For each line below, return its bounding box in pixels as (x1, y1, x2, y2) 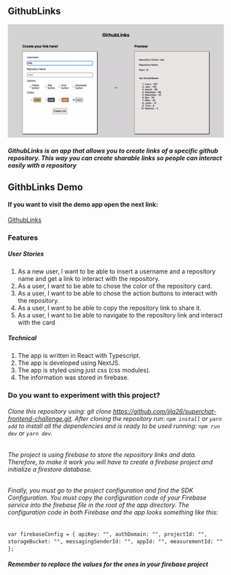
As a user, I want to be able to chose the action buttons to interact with (17, 289, 218, 297)
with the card (17, 318, 56, 326)
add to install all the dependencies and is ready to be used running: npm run (8, 422, 220, 430)
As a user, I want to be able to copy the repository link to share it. (17, 304, 202, 312)
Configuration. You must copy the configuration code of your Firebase (8, 494, 207, 502)
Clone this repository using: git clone (8, 407, 112, 416)
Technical (8, 334, 37, 342)
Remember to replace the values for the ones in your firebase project (8, 560, 208, 568)
